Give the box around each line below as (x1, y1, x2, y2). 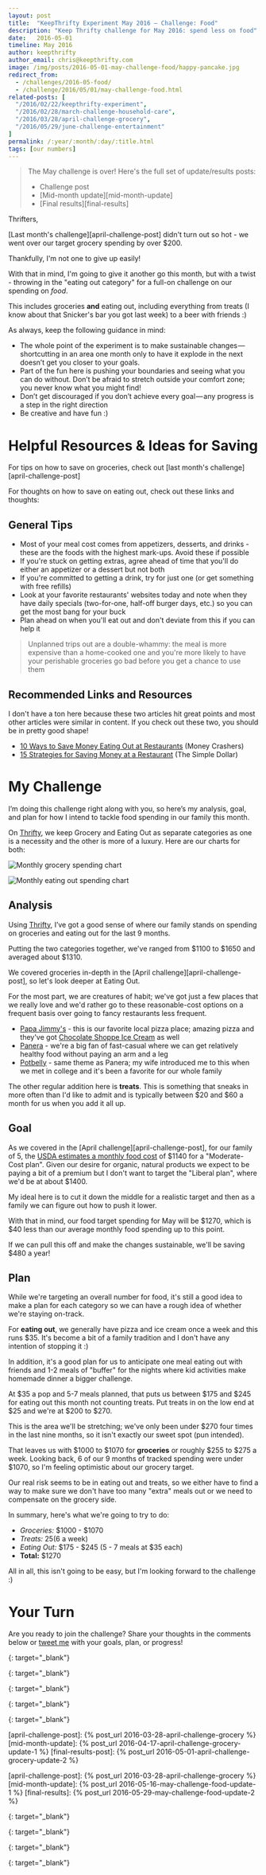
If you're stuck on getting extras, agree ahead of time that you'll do (19, 557, 239, 566)
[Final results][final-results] (39, 199, 129, 209)
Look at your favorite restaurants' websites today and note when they (19, 590, 248, 600)
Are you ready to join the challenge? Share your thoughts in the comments (8, 1629, 252, 1639)
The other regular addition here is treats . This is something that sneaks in (8, 1081, 249, 1091)
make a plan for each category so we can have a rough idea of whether (8, 1301, 242, 1311)
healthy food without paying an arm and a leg (19, 1049, 168, 1059)
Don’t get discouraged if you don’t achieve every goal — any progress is (19, 392, 254, 401)
